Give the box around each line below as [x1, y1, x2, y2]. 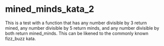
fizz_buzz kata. [5, 36, 36, 42]
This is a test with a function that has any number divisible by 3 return [5, 20, 147, 26]
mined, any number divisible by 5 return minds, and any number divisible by [5, 25, 160, 31]
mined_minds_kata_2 [5, 3, 94, 15]
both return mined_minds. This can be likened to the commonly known [5, 30, 149, 36]
